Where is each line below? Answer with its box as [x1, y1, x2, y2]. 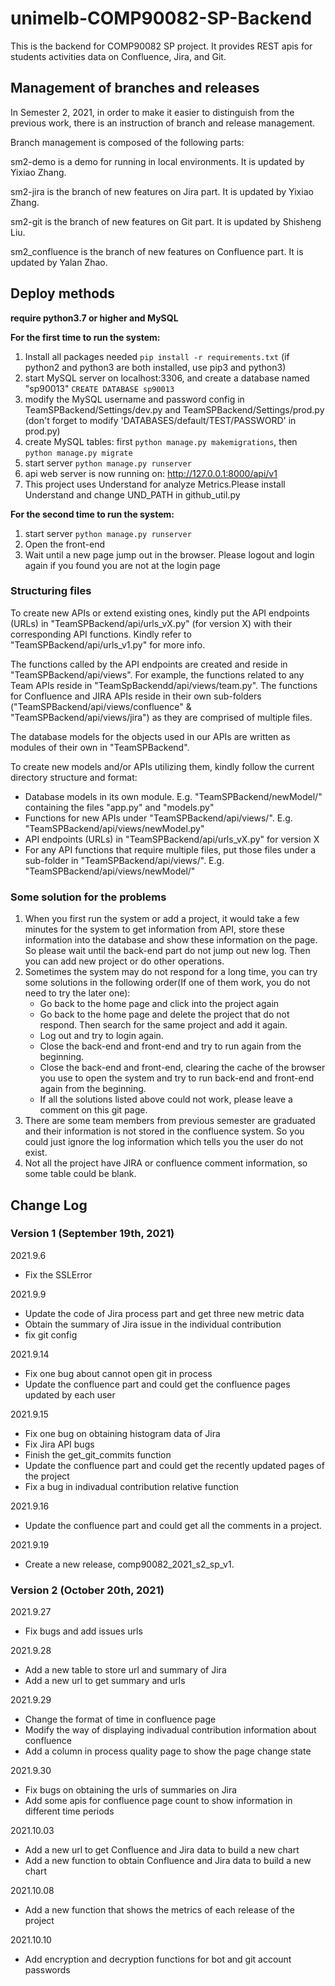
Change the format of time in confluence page [24, 1713, 217, 1726]
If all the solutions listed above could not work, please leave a [39, 1093, 293, 1106]
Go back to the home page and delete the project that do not [39, 1008, 290, 1021]
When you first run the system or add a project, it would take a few [24, 913, 300, 925]
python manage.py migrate [24, 448, 133, 458]
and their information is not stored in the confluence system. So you [24, 1125, 305, 1137]
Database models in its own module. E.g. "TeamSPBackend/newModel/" [24, 790, 323, 802]
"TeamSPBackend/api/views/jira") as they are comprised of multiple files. [10, 711, 313, 723]
